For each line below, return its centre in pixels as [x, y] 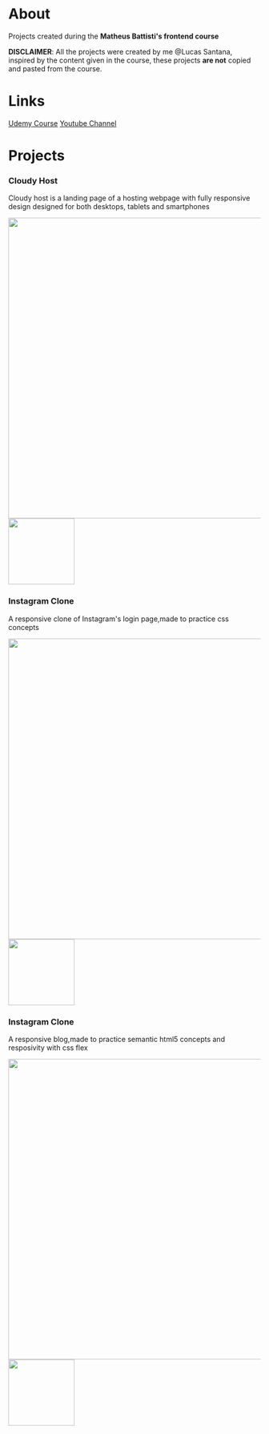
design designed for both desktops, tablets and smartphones [109, 207]
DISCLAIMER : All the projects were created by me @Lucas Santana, [120, 51]
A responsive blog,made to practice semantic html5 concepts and [117, 1039]
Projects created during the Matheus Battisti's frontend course [114, 36]
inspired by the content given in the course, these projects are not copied [130, 60]
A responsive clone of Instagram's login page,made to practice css [119, 619]
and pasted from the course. [55, 68]
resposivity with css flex [48, 1048]
